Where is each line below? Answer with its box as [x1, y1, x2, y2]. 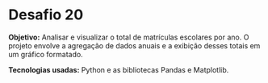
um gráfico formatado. [8, 49, 83, 59]
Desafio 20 [8, 6, 84, 24]
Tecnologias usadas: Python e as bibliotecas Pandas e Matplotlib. [8, 64, 229, 74]
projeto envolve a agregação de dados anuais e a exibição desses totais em [8, 40, 261, 50]
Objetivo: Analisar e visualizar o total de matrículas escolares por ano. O [8, 32, 249, 42]
